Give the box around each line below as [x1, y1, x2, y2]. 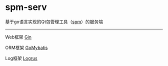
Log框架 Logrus [5, 55, 37, 61]
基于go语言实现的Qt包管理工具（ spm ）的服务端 [5, 18, 103, 24]
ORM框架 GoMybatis [5, 44, 48, 50]
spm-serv [5, 1, 47, 13]
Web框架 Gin [5, 34, 31, 40]
